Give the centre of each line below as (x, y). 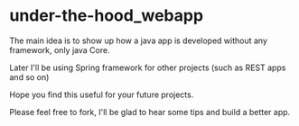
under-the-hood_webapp (107, 16)
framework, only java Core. (60, 49)
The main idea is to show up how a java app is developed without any (139, 40)
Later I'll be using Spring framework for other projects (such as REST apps (148, 67)
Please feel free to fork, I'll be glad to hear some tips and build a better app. (150, 112)
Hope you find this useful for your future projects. (102, 94)
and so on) (29, 76)
